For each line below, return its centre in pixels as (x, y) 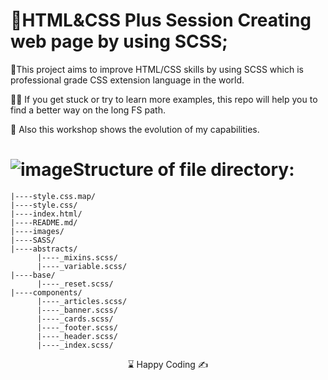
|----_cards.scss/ (75, 319)
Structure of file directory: (183, 170)
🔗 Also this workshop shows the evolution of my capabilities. (135, 129)
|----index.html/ (46, 214)
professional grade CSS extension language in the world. (127, 80)
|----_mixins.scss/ (77, 257)
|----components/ (46, 292)
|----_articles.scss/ (82, 301)
